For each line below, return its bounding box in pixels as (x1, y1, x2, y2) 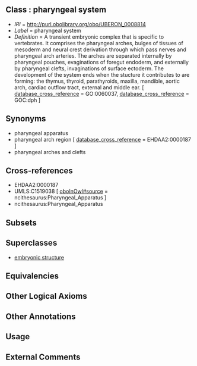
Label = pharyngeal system (14, 27, 81, 34)
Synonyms (5, 114, 46, 124)
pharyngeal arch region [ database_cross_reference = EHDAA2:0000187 (14, 136, 191, 143)
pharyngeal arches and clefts (14, 148, 86, 155)
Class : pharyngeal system (5, 5, 107, 15)
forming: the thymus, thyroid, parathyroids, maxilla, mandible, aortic (14, 77, 180, 85)
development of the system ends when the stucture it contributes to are (14, 71, 190, 78)
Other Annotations (5, 311, 76, 321)
